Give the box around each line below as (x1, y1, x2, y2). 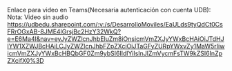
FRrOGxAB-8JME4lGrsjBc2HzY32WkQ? (7, 27, 122, 35)
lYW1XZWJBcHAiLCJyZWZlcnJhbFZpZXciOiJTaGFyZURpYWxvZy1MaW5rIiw (7, 42, 225, 50)
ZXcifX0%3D (7, 57, 44, 64)
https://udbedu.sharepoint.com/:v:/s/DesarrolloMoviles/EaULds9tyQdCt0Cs (7, 20, 223, 28)
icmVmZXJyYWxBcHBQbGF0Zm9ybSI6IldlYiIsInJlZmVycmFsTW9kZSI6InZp (7, 49, 223, 57)
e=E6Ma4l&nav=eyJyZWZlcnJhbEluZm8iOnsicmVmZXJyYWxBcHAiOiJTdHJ (7, 35, 224, 43)
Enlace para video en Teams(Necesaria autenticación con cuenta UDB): (7, 6, 211, 14)
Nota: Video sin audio (7, 13, 69, 21)
